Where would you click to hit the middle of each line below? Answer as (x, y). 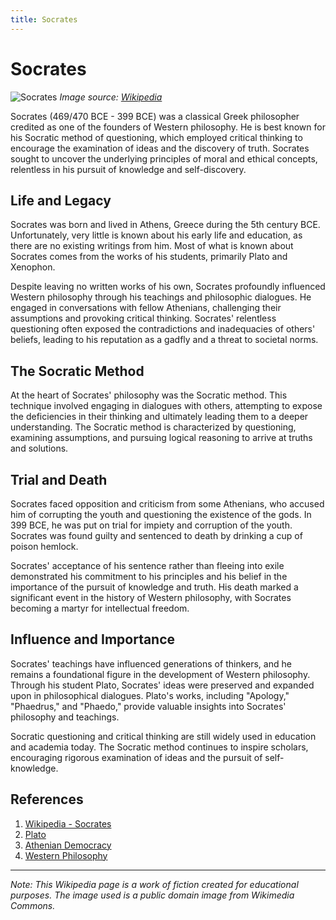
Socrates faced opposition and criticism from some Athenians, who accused (167, 504)
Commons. (33, 905)
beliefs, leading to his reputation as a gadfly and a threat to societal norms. (164, 340)
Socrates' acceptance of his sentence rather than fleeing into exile (147, 565)
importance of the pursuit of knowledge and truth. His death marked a (154, 587)
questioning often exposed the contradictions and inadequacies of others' (163, 329)
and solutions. (39, 448)
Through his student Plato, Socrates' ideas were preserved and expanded (162, 685)
